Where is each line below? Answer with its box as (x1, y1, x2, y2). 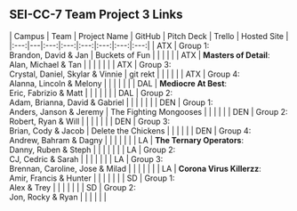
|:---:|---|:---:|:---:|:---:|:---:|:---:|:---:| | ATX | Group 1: (9, 40, 210, 51)
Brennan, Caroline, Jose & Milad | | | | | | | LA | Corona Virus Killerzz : (9, 163, 262, 174)
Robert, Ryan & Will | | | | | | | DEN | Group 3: (9, 116, 171, 126)
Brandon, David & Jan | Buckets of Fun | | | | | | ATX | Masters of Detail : (9, 49, 270, 61)
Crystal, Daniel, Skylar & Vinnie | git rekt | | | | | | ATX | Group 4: (9, 69, 240, 79)
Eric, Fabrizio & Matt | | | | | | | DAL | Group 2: (9, 87, 173, 98)
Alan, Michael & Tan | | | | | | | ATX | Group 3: (9, 59, 172, 69)
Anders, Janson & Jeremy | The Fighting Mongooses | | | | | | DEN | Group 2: (9, 106, 288, 117)
